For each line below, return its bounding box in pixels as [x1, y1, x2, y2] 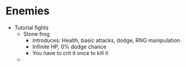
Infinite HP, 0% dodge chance [32, 43, 107, 50]
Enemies [5, 4, 50, 18]
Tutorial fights [14, 24, 49, 31]
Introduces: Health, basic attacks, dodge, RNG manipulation [32, 36, 181, 44]
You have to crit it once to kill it [32, 49, 109, 56]
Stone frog [23, 30, 50, 37]
